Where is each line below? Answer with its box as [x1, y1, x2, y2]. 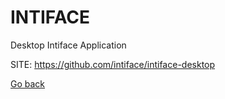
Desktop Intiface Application [10, 39, 127, 51]
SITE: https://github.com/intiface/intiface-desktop [10, 58, 216, 70]
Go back [10, 77, 46, 90]
